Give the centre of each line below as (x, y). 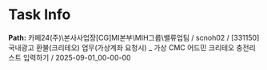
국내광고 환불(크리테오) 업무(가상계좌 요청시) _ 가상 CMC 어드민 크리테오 (122, 47)
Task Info (40, 15)
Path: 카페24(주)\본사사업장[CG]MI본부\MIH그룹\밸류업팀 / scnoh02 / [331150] (134, 37)
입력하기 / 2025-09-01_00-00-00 (77, 57)
